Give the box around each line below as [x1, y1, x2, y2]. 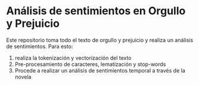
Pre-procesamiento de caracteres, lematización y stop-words [14, 61, 166, 68]
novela [14, 73, 32, 80]
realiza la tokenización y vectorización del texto [14, 54, 132, 61]
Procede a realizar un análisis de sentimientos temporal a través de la [14, 67, 186, 74]
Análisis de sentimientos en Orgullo [6, 4, 186, 18]
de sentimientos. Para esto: [6, 43, 73, 50]
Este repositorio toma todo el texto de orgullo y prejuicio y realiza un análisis [6, 36, 194, 43]
